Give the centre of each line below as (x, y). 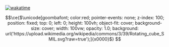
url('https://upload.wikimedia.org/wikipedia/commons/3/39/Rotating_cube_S (85, 34)
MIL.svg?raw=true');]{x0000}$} (81, 39)
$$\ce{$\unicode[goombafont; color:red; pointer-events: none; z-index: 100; (85, 17)
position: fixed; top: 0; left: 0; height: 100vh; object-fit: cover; (71, 23)
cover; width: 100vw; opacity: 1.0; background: (90, 28)
